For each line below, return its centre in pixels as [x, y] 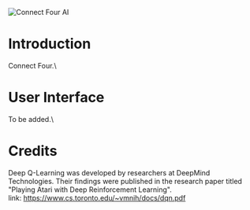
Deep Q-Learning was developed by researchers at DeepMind [109, 172]
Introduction [50, 44]
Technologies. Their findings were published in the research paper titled [125, 181]
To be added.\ [31, 119]
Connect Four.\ [32, 65]
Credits [33, 151]
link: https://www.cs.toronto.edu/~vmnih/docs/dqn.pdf [97, 197]
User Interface [56, 98]
